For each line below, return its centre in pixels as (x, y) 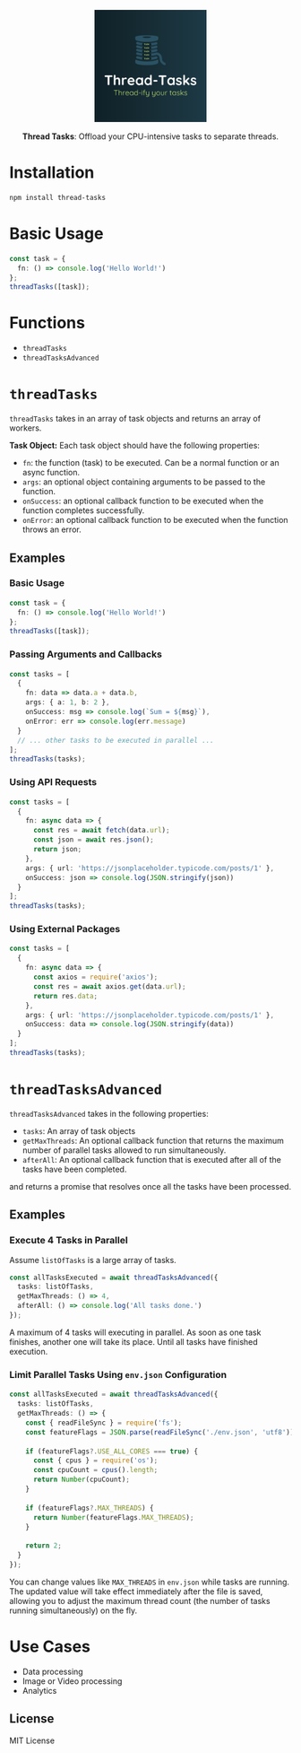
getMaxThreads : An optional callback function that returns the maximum (153, 1140)
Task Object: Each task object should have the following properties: (134, 446)
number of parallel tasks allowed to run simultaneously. (124, 1150)
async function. (51, 473)
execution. (29, 1351)
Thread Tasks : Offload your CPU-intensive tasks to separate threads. (150, 136)
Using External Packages (65, 929)
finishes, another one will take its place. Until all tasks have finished (133, 1341)
